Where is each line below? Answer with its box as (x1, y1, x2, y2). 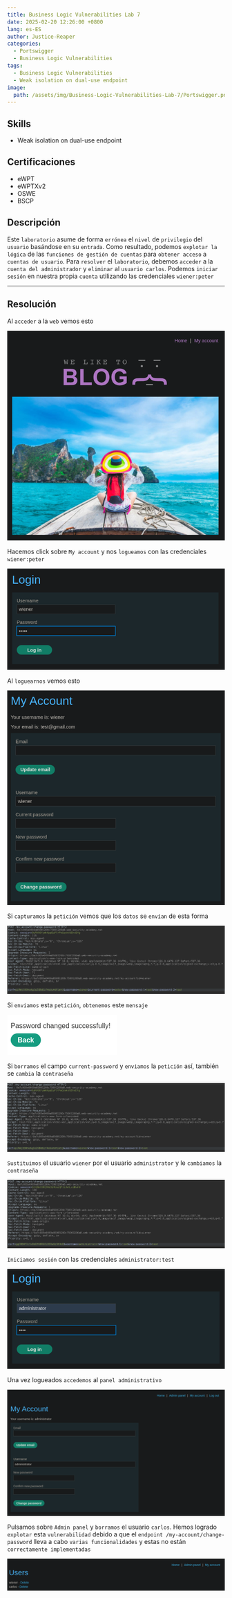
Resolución (7, 298, 57, 311)
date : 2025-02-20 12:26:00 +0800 (7, 18, 104, 26)
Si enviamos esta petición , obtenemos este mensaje (7, 1001, 148, 1009)
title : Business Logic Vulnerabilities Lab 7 (7, 11, 140, 18)
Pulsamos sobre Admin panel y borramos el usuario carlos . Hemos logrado (7, 1523, 217, 1532)
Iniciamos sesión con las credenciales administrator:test (7, 1256, 175, 1264)
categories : (7, 40, 41, 48)
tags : (7, 62, 23, 69)
